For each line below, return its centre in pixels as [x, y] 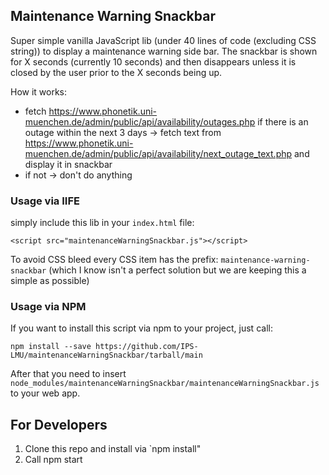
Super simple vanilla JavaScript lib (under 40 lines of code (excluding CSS [163, 40]
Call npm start [53, 460]
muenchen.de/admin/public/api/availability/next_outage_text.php [158, 153]
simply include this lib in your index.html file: [102, 223]
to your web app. [45, 393]
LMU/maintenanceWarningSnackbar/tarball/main [106, 355]
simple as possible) [50, 281]
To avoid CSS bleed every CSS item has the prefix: [114, 260]
